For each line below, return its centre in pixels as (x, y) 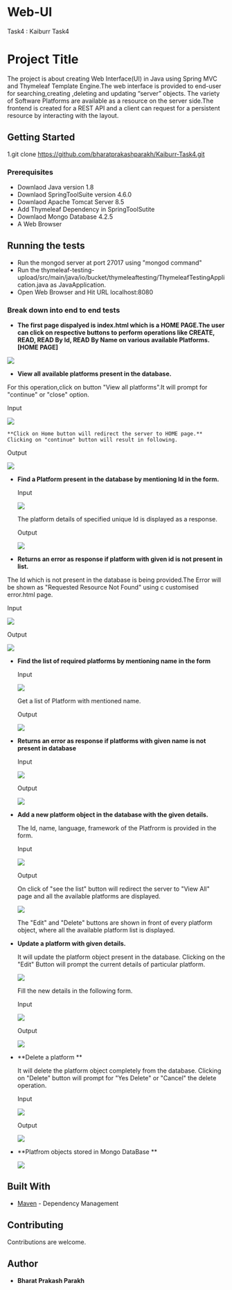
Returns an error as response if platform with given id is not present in (120, 559)
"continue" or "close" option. (48, 395)
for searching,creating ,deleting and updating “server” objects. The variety (114, 93)
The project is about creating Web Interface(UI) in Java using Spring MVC (112, 78)
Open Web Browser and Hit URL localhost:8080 (85, 292)
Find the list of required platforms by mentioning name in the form (114, 661)
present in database (47, 748)
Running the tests (46, 246)
